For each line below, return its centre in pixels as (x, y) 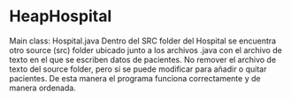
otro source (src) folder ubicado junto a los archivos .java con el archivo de (146, 50)
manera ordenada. (43, 88)
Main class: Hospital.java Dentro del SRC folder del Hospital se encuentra (143, 41)
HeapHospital (61, 16)
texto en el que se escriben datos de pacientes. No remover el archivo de (143, 59)
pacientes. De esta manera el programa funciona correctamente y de (135, 78)
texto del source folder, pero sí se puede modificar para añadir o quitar (138, 69)
